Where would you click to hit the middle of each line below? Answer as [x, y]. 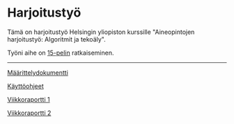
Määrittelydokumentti [38, 72]
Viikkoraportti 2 [29, 113]
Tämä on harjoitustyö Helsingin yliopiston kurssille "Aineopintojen [101, 32]
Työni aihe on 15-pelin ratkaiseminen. [61, 53]
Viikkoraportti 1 [29, 99]
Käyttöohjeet [25, 86]
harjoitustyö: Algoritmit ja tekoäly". [56, 39]
